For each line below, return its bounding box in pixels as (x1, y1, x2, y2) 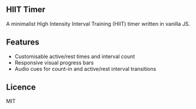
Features (6, 38, 39, 47)
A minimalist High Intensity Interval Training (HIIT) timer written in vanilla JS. (6, 20, 190, 27)
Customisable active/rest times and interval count (14, 53, 135, 60)
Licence (6, 82, 36, 93)
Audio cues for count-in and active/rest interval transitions (14, 65, 157, 72)
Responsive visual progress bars (14, 59, 94, 66)
